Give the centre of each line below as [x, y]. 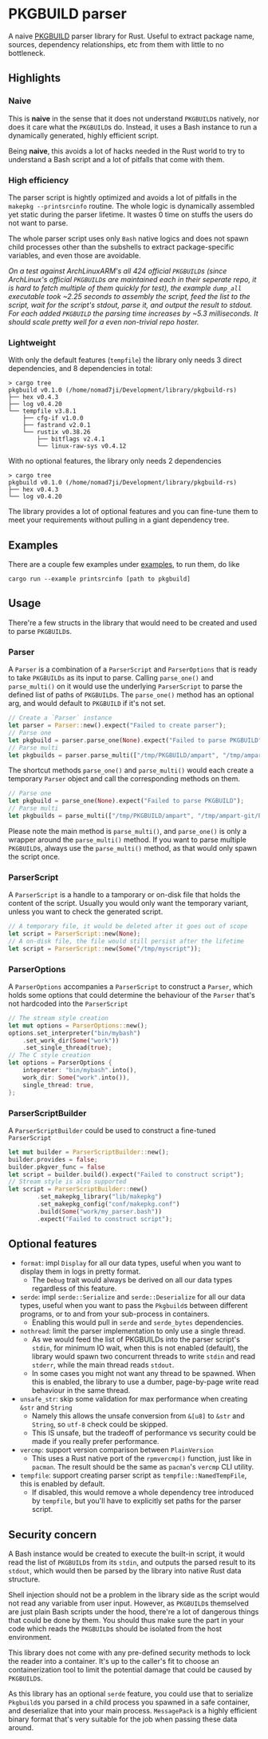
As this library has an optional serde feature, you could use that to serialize [131, 1694]
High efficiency [39, 180]
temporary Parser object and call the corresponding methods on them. [124, 779]
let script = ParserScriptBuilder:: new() [78, 1189]
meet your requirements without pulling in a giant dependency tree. [119, 520]
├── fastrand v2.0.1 [57, 425]
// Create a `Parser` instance [60, 718]
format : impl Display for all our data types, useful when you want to [130, 1263]
